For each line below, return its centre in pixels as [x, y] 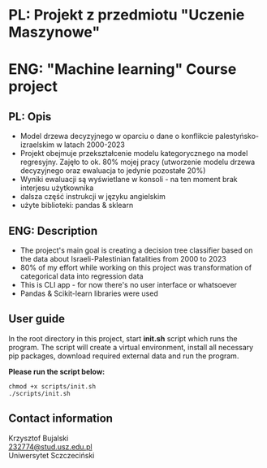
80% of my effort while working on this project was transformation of [136, 267]
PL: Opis [30, 117]
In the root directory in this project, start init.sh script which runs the [123, 338]
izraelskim [37, 145]
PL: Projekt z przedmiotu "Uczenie [127, 15]
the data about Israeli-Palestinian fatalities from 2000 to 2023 [123, 259]
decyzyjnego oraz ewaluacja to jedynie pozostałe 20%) [113, 171]
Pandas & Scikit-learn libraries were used [89, 293]
